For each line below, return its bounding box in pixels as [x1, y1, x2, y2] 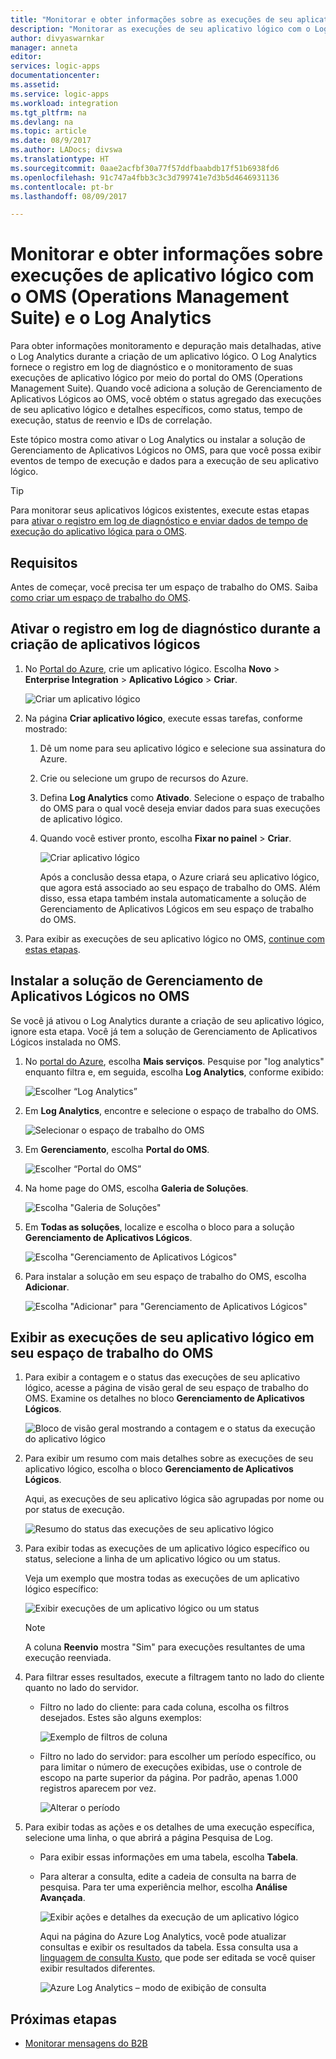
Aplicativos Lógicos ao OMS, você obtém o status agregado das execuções [10, 393, 322, 405]
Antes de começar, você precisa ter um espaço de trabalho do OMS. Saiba [10, 581, 318, 593]
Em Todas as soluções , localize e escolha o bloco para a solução [24, 1221, 295, 1233]
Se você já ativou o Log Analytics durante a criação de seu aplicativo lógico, [10, 1014, 325, 1026]
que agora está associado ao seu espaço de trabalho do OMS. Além [39, 881, 321, 893]
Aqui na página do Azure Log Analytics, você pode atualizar [39, 1931, 287, 1943]
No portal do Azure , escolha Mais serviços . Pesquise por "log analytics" [24, 1055, 325, 1067]
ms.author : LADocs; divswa [10, 145, 123, 155]
